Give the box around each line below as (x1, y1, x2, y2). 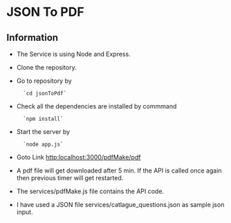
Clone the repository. (16, 64, 77, 71)
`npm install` (23, 115, 64, 122)
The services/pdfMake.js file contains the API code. (16, 187, 164, 195)
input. (16, 208, 33, 216)
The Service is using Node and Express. (16, 50, 131, 58)
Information (6, 32, 59, 43)
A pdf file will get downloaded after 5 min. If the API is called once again (16, 166, 222, 175)
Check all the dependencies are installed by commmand (16, 102, 177, 110)
